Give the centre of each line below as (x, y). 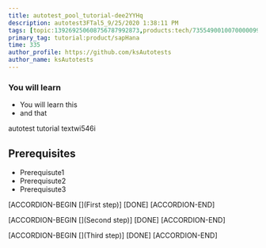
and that (33, 113)
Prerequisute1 (42, 172)
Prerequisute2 (43, 181)
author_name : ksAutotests (51, 60)
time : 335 (25, 45)
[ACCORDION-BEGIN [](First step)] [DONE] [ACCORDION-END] (112, 204)
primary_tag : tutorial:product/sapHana (74, 38)
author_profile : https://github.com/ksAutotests (90, 52)
